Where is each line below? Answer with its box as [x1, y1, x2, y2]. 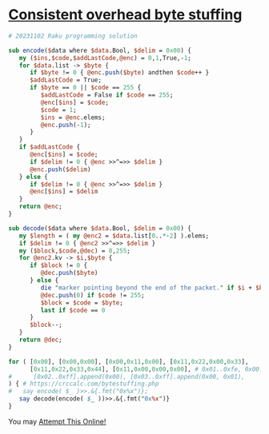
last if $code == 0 [40, 306, 106, 314]
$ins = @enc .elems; [40, 113, 106, 121]
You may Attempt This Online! [8, 416, 106, 426]
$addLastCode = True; [29, 76, 102, 85]
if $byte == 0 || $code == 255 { [29, 84, 142, 92]
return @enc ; [18, 202, 62, 211]
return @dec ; [18, 336, 62, 344]
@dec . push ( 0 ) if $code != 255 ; [40, 291, 146, 299]
